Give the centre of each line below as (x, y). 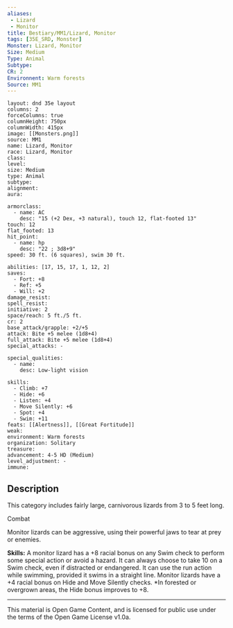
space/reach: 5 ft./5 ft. (44, 316)
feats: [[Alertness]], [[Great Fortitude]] (71, 425)
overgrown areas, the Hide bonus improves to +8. (78, 590)
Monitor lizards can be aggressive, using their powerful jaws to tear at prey (114, 532)
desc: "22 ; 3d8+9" (48, 249)
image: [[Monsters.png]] (43, 134)
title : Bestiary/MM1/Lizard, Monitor (62, 33)
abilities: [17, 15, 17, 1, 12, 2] (59, 268)
